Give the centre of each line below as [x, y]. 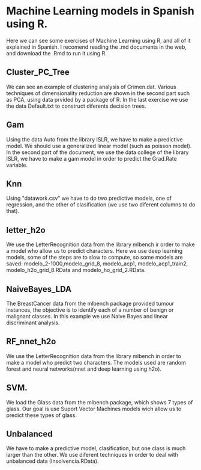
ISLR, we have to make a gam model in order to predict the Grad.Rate [91, 158]
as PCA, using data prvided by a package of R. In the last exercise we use [97, 99]
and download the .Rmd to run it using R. [56, 53]
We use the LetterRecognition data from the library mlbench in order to [94, 356]
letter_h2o [26, 230]
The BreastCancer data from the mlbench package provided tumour [90, 303]
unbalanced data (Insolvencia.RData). [52, 461]
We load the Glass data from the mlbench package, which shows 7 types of [100, 402]
